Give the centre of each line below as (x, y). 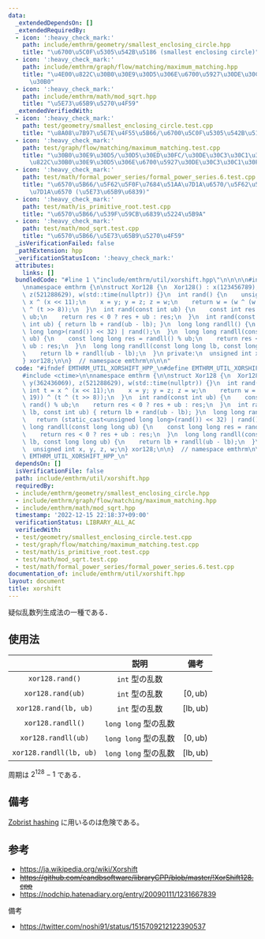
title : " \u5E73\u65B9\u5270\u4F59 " (81, 104)
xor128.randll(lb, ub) (54, 752)
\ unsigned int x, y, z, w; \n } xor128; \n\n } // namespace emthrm (135, 449)
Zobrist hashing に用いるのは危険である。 (76, 822)
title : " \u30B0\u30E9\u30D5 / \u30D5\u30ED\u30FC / (104, 155)
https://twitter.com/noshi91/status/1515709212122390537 (113, 926)
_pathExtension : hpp (49, 251)
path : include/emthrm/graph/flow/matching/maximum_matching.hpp (130, 67)
